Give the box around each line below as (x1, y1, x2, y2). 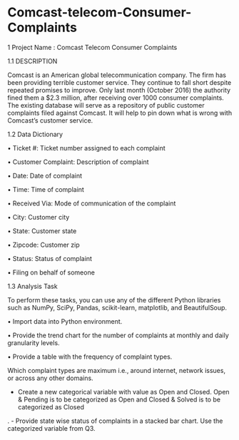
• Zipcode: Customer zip (7, 240, 80, 249)
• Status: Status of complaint (7, 254, 93, 262)
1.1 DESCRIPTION (7, 56, 58, 65)
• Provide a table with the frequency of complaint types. (7, 352, 173, 361)
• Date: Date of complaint (7, 171, 83, 180)
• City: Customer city (7, 213, 70, 221)
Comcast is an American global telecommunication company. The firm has (7, 71, 227, 79)
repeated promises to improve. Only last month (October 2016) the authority (7, 86, 230, 94)
